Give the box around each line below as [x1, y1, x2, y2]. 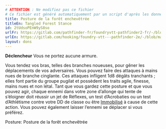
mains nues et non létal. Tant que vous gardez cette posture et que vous [5, 83, 152, 89]
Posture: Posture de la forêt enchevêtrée [5, 119, 88, 125]
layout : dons [5, 39, 32, 44]
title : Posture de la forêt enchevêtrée [5, 16, 90, 21]
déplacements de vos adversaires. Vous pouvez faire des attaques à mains [5, 67, 158, 73]
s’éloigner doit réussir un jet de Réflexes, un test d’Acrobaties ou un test [5, 94, 151, 99]
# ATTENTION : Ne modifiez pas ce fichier [5, 7, 94, 12]
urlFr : [5, 30, 19, 35]
